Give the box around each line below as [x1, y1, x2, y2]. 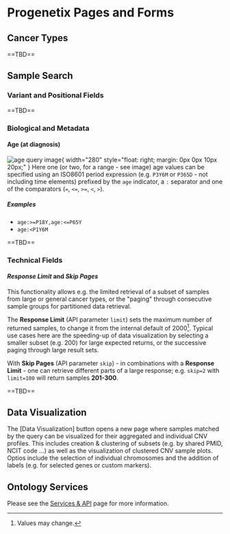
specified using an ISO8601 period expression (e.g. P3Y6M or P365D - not [7, 170, 208, 178]
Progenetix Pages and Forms [7, 5, 175, 21]
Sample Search [7, 70, 73, 82]
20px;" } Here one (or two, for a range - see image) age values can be [7, 162, 205, 171]
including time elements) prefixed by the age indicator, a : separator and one [7, 177, 223, 186]
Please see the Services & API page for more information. [7, 499, 169, 508]
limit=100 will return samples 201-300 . [7, 374, 118, 382]
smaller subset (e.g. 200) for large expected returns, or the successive [7, 338, 207, 347]
